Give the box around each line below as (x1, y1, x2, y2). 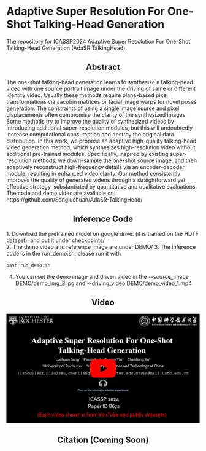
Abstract (85, 62, 121, 73)
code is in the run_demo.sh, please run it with (6, 249, 121, 257)
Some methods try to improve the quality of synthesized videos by (6, 117, 175, 125)
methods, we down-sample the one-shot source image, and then (32, 157, 197, 164)
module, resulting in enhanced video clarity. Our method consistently (6, 170, 181, 177)
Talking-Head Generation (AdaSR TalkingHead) (6, 44, 126, 52)
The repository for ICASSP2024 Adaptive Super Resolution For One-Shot (6, 37, 191, 45)
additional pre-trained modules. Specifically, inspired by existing (6, 150, 169, 157)
